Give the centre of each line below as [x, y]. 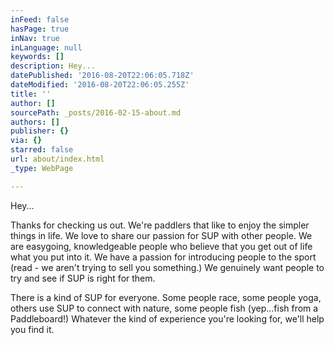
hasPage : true [40, 29]
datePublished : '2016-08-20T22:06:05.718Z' [102, 76]
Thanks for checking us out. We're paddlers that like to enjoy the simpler [160, 225]
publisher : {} [40, 131]
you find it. [32, 329]
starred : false [42, 150]
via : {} [26, 141]
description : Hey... [53, 66]
